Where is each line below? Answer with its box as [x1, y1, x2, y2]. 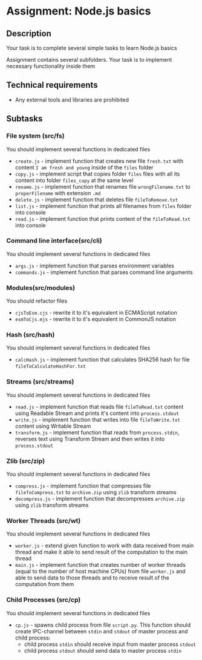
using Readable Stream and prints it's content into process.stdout [15, 410, 180, 417]
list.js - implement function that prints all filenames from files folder [15, 202, 192, 209]
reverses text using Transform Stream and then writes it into [15, 435, 165, 442]
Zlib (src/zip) [6, 457, 45, 465]
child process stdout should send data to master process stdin [24, 647, 182, 654]
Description [6, 28, 51, 39]
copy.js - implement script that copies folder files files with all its [15, 170, 180, 177]
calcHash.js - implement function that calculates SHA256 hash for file [15, 356, 190, 364]
